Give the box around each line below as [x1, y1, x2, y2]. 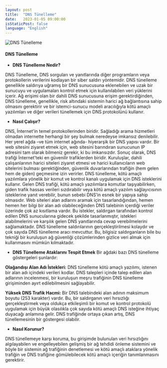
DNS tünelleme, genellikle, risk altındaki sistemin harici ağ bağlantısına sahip [5, 98, 162, 104]
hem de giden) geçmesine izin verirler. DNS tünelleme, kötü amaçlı [5, 171, 142, 177]
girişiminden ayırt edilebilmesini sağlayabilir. [5, 280, 96, 286]
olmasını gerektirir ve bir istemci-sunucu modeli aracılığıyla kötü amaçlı [5, 103, 151, 110]
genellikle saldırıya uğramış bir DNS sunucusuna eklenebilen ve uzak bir [5, 82, 153, 88]
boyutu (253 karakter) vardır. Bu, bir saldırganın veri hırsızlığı [5, 295, 130, 301]
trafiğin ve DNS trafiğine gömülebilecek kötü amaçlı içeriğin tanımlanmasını [5, 352, 160, 358]
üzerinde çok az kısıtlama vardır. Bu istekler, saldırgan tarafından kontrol [5, 208, 153, 214]
